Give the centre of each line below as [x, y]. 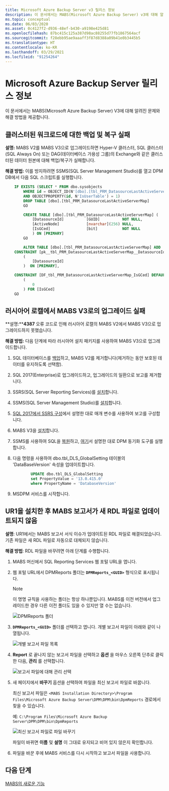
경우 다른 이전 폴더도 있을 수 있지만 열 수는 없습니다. [81, 605]
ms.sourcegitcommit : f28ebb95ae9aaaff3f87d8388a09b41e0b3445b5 [73, 38]
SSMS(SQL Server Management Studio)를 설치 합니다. [67, 403]
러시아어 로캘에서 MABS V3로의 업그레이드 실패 [75, 311]
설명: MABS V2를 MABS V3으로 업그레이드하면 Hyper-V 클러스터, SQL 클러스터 [84, 148]
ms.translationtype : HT [30, 43]
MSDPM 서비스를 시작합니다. [41, 494]
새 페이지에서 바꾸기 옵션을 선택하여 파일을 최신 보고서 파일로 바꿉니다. [81, 682]
